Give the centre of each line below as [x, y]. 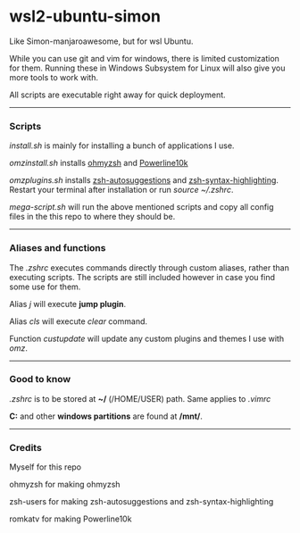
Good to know [40, 379]
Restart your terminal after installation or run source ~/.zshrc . [121, 190]
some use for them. [45, 287]
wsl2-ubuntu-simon [85, 17]
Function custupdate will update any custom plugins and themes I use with [146, 338]
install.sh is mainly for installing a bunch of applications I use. [122, 146]
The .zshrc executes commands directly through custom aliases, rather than [150, 267]
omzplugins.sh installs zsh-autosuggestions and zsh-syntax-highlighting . [144, 180]
